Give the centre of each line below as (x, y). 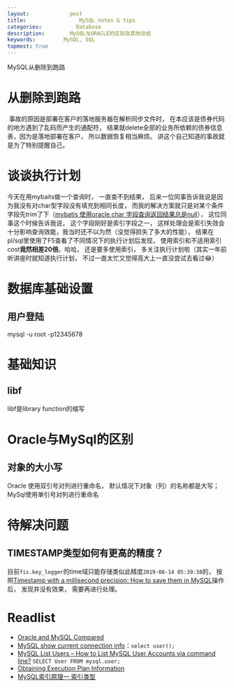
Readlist (31, 618)
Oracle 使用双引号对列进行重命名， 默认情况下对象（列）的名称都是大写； (114, 486)
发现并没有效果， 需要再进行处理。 (71, 589)
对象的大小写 (35, 468)
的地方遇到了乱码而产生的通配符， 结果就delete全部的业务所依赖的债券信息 (115, 128)
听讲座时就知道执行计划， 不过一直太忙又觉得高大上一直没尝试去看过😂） (113, 258)
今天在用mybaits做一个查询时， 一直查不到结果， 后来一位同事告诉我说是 (112, 196)
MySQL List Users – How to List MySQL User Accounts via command (116, 653)
